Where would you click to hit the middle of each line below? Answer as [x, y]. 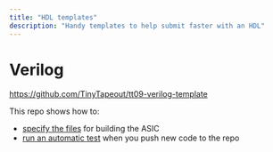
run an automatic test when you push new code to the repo [131, 138]
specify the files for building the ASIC [91, 129]
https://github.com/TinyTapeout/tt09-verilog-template [108, 94]
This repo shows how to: [54, 111]
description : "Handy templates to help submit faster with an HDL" [137, 26]
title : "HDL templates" [54, 17]
